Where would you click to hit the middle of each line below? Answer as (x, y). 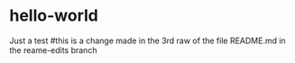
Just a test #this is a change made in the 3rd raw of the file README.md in (147, 40)
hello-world (54, 16)
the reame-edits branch (53, 49)
